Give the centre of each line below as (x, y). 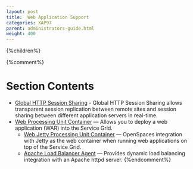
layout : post (22, 12)
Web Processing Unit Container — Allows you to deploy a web (91, 122)
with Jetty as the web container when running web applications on (105, 141)
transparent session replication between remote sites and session (96, 109)
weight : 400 (21, 34)
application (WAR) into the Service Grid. (64, 128)
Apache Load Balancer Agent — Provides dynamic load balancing (105, 154)
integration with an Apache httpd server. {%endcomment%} (97, 160)
